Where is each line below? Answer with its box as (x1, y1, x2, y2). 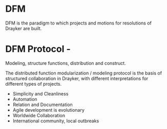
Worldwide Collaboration (12, 112, 66, 118)
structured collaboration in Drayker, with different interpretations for (5, 75, 149, 82)
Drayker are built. (5, 25, 42, 31)
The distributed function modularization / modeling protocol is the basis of (5, 70, 162, 76)
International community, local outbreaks (12, 118, 99, 124)
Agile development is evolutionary (12, 107, 85, 113)
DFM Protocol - (5, 43, 71, 55)
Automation (12, 96, 37, 102)
